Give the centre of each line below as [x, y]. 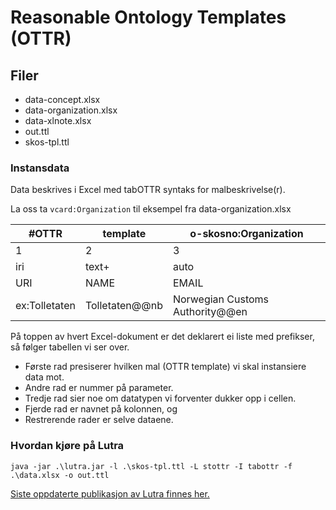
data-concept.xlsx [62, 99]
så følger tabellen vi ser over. [70, 347]
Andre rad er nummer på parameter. [99, 388]
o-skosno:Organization [246, 234]
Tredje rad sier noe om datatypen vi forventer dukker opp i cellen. [160, 398]
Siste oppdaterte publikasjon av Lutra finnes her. [110, 493]
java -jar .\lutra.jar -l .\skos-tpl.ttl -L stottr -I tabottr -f [151, 466]
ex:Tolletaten [45, 306]
